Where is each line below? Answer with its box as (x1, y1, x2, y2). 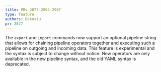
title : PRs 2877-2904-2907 (5, 7, 61, 12)
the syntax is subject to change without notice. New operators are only (5, 51, 150, 57)
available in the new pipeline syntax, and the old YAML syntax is (5, 56, 136, 62)
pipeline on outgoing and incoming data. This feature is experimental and (5, 45, 155, 51)
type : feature (5, 12, 35, 17)
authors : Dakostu (5, 16, 41, 21)
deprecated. (5, 61, 30, 67)
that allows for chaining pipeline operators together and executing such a (5, 40, 155, 46)
